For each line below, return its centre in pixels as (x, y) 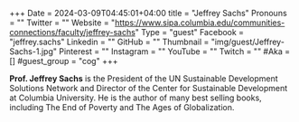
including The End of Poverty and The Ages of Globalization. (122, 107)
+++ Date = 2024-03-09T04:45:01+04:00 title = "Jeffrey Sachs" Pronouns (148, 13)
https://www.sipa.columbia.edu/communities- (200, 23)
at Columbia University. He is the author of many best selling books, (135, 98)
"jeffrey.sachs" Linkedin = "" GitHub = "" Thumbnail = (109, 42)
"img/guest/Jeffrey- (248, 42)
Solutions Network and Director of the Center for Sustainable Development (149, 88)
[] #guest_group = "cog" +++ (64, 61)
